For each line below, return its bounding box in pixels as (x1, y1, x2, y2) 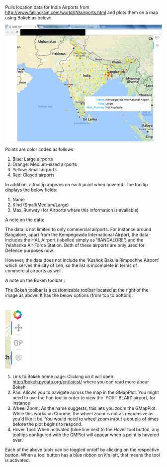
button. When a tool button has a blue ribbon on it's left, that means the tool (5, 452, 160, 458)
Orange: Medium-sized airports (12, 161, 77, 167)
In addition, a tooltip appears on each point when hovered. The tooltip (5, 181, 148, 187)
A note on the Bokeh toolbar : (5, 277, 66, 283)
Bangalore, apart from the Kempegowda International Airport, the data (5, 232, 149, 237)
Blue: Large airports (12, 156, 53, 162)
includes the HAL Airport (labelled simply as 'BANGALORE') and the (5, 236, 144, 243)
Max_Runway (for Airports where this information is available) (12, 207, 139, 213)
